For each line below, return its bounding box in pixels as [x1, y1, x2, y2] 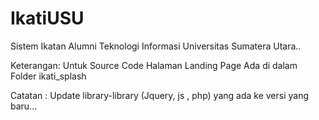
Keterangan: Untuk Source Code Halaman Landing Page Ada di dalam [10, 59, 298, 71]
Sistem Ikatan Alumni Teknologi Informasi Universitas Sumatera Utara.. [10, 40, 302, 52]
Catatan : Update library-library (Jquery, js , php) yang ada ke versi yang [10, 89, 310, 101]
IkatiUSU [10, 7, 85, 30]
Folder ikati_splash [10, 70, 87, 82]
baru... [10, 100, 38, 112]
